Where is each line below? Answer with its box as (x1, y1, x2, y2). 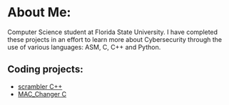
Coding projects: (7, 63, 83, 75)
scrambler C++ (17, 82, 63, 91)
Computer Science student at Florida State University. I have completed (7, 28, 218, 36)
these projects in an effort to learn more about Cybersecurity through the (7, 35, 223, 43)
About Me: (7, 4, 71, 21)
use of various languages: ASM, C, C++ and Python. (7, 43, 161, 51)
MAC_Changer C (17, 89, 66, 98)
